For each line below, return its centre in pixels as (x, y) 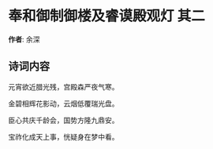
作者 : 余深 (24, 39)
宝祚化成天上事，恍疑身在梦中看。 (64, 136)
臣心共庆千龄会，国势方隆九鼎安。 (64, 120)
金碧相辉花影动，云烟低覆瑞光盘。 (64, 104)
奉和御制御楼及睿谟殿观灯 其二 (106, 16)
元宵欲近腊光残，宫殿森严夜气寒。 (64, 86)
